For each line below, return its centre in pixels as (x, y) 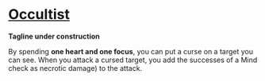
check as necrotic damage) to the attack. (75, 68)
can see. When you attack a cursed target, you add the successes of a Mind (133, 60)
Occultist (39, 15)
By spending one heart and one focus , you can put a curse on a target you (131, 51)
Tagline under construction (54, 36)
